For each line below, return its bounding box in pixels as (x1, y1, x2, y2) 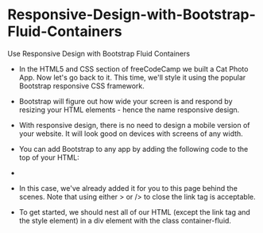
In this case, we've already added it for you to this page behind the (18, 183, 238, 192)
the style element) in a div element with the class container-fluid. (18, 216, 232, 225)
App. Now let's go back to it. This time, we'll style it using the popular (18, 72, 246, 82)
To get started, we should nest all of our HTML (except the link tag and (18, 207, 251, 216)
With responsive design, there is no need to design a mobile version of (18, 120, 250, 130)
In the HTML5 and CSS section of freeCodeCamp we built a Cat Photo (18, 64, 249, 73)
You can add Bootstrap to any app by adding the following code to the (18, 144, 249, 153)
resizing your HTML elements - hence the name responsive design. (18, 105, 240, 115)
